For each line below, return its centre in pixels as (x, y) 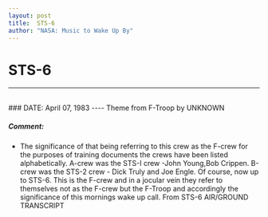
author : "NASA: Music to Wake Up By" (71, 30)
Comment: (26, 126)
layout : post (30, 16)
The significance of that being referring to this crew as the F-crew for (134, 146)
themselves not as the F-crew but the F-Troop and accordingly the (129, 189)
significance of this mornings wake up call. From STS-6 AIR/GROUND (134, 197)
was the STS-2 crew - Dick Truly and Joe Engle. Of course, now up (149, 172)
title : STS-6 (32, 23)
